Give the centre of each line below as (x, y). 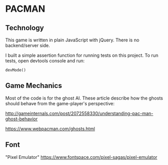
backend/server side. (28, 45)
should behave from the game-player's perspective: (60, 103)
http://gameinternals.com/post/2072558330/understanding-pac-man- (79, 113)
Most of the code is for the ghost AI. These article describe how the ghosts (84, 98)
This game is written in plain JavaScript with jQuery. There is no (72, 40)
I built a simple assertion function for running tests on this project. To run (82, 55)
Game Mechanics (34, 86)
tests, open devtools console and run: (45, 61)
